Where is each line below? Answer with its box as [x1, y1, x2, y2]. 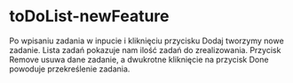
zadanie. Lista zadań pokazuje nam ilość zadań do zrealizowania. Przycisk [9, 44, 281, 55]
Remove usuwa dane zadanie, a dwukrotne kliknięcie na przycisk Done [9, 54, 269, 64]
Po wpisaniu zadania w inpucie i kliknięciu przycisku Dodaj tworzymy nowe [9, 35, 284, 46]
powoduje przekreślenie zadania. [9, 64, 131, 74]
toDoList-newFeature [9, 6, 170, 26]
